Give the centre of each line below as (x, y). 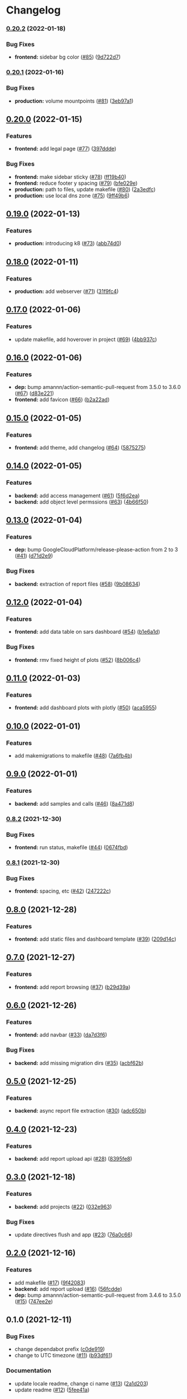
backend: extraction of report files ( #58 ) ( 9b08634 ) (77, 584)
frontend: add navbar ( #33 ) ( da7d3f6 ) (61, 1035)
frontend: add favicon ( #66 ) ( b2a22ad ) (62, 400)
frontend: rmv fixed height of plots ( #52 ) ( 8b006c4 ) (78, 660)
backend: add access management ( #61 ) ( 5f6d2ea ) (77, 495)
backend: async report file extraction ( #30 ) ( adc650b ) (80, 1111)
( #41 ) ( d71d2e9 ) (34, 556)
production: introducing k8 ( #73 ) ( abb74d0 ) (68, 244)
